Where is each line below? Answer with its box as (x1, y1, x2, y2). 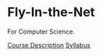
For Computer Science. (7, 27, 75, 36)
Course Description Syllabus (7, 41, 91, 49)
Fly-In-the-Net (7, 4, 96, 20)
